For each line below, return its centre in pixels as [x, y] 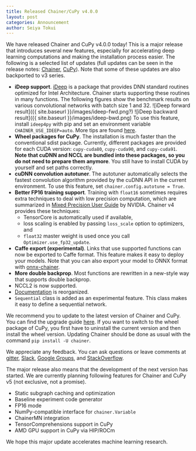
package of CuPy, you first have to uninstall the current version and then [94, 328]
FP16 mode [28, 406]
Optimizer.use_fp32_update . [57, 242]
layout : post [22, 17]
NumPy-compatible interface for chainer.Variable [75, 412]
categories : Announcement [37, 22]
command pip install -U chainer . [49, 340]
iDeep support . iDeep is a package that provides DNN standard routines [102, 87]
